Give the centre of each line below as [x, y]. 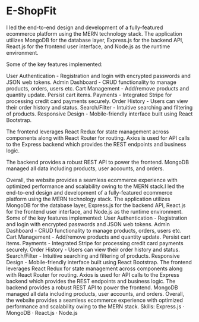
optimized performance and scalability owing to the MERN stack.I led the [95, 186]
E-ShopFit [31, 11]
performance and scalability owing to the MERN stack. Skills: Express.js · [95, 306]
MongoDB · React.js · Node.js [42, 312]
